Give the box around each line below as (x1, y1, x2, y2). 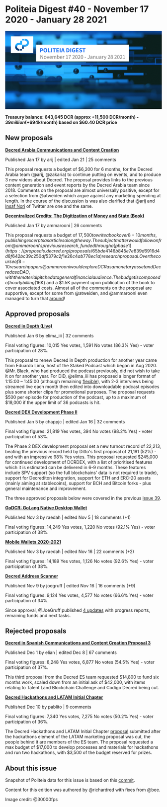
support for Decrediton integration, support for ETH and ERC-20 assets (5, 475, 151, 481)
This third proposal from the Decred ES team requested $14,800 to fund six (5, 674, 159, 680)
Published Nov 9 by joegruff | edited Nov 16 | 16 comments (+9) (5, 582, 136, 588)
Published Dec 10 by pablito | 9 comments (5, 704, 91, 710)
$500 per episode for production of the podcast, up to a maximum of (5, 394, 147, 400)
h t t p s (6, 247, 17, 254)
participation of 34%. (5, 597, 49, 603)
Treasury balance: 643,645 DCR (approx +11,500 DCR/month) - (5, 114, 139, 120)
